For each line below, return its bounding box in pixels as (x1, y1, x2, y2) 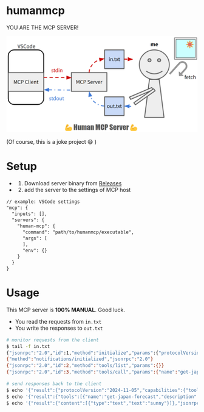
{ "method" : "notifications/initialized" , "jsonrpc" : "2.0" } (6, 356, 154, 363)
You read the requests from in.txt (15, 318, 102, 325)
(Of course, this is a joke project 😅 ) (6, 138, 97, 145)
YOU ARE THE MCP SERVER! (6, 24, 79, 31)
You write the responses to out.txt (15, 324, 103, 332)
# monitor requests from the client (6, 336, 99, 343)
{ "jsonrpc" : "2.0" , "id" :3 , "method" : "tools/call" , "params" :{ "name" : (6, 369, 178, 375)
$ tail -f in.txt (6, 343, 50, 349)
